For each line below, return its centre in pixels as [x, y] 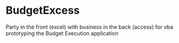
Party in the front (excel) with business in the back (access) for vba [89, 27]
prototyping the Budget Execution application [62, 33]
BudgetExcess [43, 10]
